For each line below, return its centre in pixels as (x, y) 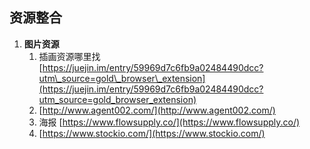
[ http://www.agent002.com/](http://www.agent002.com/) (157, 110)
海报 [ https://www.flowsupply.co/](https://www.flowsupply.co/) (169, 122)
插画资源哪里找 (69, 56)
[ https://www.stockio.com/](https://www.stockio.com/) (152, 133)
